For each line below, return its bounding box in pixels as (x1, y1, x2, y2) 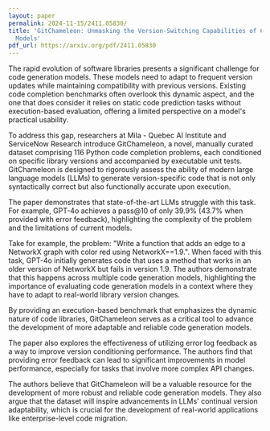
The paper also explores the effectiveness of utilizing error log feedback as (8, 339, 258, 348)
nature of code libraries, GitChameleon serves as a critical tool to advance (8, 314, 255, 324)
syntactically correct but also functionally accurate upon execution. (8, 182, 231, 191)
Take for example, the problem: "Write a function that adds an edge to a (8, 239, 246, 248)
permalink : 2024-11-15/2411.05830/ (8, 19, 128, 27)
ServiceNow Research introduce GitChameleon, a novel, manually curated (8, 139, 254, 149)
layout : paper (8, 11, 56, 20)
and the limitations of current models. (8, 223, 133, 233)
